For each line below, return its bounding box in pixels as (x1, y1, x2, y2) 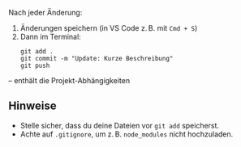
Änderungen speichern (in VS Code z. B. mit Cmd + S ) (19, 23, 198, 32)
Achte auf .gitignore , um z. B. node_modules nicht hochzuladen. (19, 129, 234, 139)
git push (19, 61, 50, 69)
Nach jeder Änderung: (8, 8, 83, 17)
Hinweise (8, 99, 57, 113)
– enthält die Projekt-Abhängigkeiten (8, 76, 131, 85)
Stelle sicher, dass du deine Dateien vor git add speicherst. (19, 120, 220, 130)
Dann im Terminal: (19, 32, 81, 41)
